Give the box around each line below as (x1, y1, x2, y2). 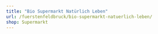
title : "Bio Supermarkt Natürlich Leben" (6, 8, 108, 14)
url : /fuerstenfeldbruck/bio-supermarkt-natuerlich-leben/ (6, 14, 153, 20)
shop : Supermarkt (6, 19, 48, 25)
